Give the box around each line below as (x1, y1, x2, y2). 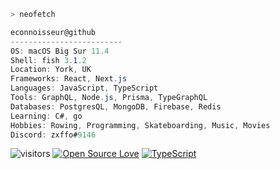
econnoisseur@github (10, 27, 97, 37)
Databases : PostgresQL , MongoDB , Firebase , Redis (10, 101, 222, 112)
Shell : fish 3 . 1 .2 (10, 55, 87, 65)
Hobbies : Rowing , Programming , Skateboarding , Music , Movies (10, 120, 271, 130)
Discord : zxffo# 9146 (10, 130, 97, 140)
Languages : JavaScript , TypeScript (10, 83, 159, 94)
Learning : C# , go (10, 111, 83, 121)
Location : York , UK (10, 65, 92, 75)
